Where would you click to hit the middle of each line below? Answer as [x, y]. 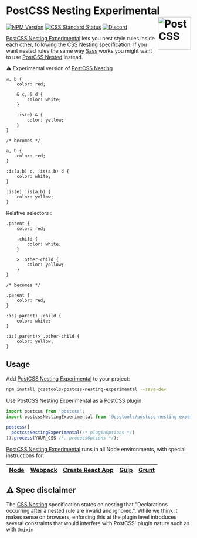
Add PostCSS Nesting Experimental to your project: [68, 378]
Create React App [88, 470]
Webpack [44, 470]
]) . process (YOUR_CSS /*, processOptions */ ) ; [62, 438]
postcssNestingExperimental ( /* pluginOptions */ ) [73, 433]
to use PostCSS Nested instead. [45, 57]
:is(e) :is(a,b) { [28, 191]
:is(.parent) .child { [34, 316]
